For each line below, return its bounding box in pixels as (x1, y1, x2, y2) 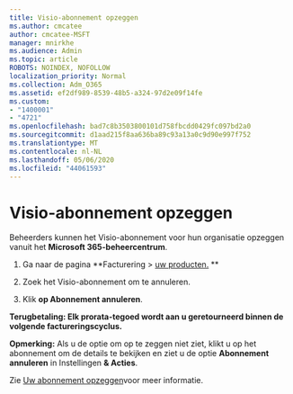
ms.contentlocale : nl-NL (9, 147, 102, 156)
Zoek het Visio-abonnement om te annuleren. (22, 276, 191, 288)
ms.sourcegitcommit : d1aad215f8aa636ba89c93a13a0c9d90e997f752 (9, 130, 252, 139)
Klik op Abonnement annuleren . (22, 294, 144, 305)
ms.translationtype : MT (9, 139, 99, 148)
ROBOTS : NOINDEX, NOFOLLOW (9, 64, 111, 73)
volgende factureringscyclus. (9, 321, 123, 332)
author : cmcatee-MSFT (9, 30, 91, 39)
